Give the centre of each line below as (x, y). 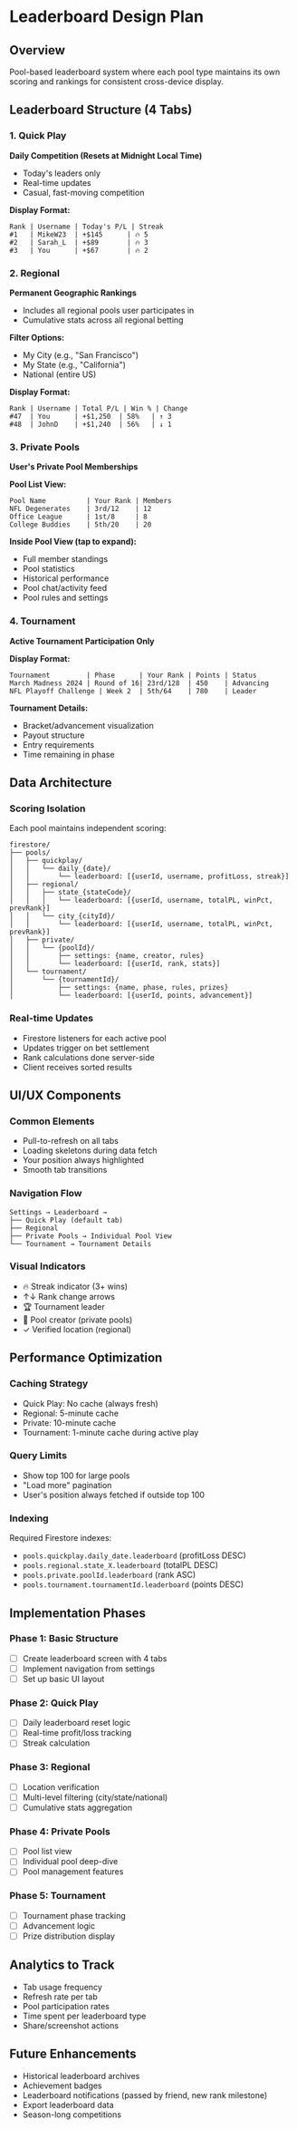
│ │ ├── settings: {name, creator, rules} (107, 956)
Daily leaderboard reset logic (77, 1723)
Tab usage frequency (62, 1987)
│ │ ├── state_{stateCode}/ (70, 893)
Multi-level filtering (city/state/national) (95, 1797)
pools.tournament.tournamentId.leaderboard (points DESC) (133, 1584)
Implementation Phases (78, 1613)
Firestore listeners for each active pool (94, 1038)
